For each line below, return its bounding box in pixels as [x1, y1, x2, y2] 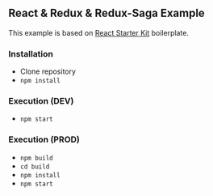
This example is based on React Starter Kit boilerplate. [8, 28, 190, 37]
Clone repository [19, 66, 77, 76]
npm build [19, 154, 54, 162]
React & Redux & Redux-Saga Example [8, 6, 206, 20]
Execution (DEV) [8, 96, 74, 107]
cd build [19, 162, 50, 171]
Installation [8, 48, 54, 59]
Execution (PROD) [8, 134, 81, 145]
